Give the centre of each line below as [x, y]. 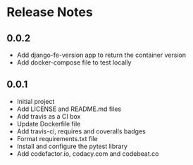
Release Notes [50, 12]
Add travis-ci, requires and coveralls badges [81, 131]
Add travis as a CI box [49, 116]
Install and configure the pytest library [72, 146]
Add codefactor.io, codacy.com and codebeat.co [88, 153]
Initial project [36, 101]
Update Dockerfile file [49, 124]
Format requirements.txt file [57, 138]
